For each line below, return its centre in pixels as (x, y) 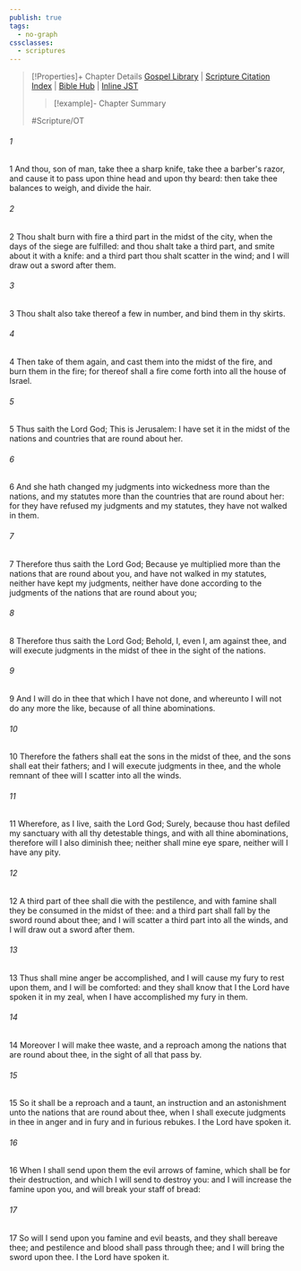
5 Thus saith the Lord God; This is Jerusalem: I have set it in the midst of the (150, 429)
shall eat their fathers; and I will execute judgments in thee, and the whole (145, 766)
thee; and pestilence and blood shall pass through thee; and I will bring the (147, 1247)
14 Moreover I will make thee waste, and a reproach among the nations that (148, 1045)
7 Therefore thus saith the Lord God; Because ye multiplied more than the (145, 564)
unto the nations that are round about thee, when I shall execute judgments (148, 1112)
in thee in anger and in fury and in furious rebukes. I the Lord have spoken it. (150, 1122)
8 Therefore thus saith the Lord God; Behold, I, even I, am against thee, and (148, 640)
